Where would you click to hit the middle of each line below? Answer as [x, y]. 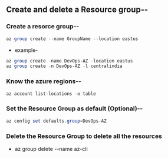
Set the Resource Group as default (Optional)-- [75, 108]
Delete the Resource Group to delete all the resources [84, 136]
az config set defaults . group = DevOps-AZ [57, 121]
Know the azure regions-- [44, 81]
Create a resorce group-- [43, 27]
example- [26, 50]
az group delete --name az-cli [51, 149]
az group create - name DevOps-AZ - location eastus [70, 61]
